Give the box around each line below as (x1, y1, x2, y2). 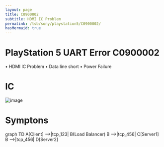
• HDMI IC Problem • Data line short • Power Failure (5, 64, 112, 70)
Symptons (5, 115, 49, 126)
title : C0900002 (5, 12, 39, 17)
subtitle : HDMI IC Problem (5, 16, 61, 21)
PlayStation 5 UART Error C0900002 (5, 47, 160, 59)
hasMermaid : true (5, 26, 41, 31)
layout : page (5, 7, 32, 12)
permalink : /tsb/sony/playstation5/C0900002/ (5, 21, 101, 26)
